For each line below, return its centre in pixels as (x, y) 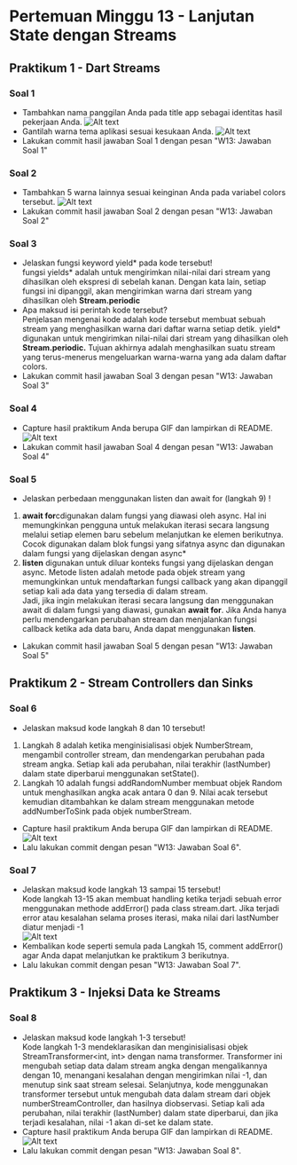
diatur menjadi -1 (53, 927)
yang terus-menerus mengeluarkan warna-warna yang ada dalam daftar (154, 358)
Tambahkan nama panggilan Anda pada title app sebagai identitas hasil (152, 112)
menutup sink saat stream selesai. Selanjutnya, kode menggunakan (145, 1084)
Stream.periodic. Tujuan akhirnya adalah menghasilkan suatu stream (148, 348)
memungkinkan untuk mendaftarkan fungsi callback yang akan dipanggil (155, 582)
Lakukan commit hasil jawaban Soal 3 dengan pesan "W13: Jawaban (147, 376)
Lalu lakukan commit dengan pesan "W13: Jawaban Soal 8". (132, 1150)
